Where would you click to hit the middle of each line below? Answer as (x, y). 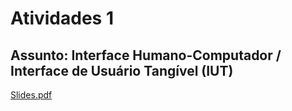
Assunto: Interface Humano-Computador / (146, 55)
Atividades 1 (62, 18)
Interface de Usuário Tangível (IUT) (122, 70)
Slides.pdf (31, 95)
